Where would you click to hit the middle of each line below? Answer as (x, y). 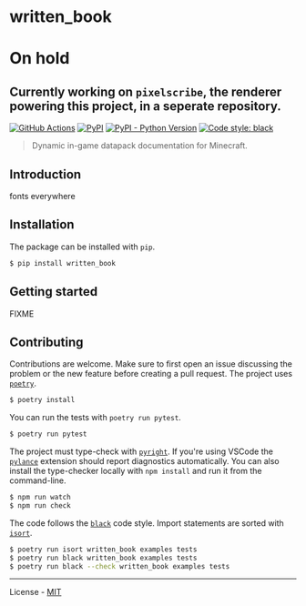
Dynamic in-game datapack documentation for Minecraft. (139, 146)
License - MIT (36, 592)
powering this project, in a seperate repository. (146, 106)
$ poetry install (42, 400)
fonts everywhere (42, 196)
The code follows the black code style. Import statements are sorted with (147, 523)
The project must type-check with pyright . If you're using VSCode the (141, 451)
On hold (40, 59)
